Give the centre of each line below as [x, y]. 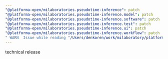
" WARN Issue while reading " [38, 38]
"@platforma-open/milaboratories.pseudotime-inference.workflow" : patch [82, 33]
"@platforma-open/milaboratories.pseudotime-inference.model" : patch [79, 14]
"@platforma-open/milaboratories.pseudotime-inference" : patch [72, 10]
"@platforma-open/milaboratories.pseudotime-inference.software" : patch [82, 19]
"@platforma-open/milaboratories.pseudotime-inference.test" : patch [78, 24]
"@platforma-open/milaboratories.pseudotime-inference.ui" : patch [76, 28]
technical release [23, 52]
